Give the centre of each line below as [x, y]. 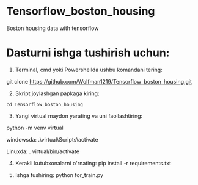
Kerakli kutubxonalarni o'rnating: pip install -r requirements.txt [93, 163]
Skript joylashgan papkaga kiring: [57, 93]
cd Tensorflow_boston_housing [45, 104]
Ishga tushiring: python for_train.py [59, 175]
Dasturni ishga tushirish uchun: [88, 53]
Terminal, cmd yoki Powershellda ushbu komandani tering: [89, 70]
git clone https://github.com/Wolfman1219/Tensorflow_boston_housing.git [99, 81]
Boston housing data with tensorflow [53, 28]
